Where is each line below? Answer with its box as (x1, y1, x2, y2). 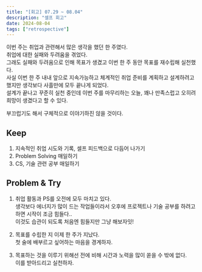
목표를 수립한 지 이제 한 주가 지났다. (15, 231, 100, 238)
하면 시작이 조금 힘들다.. (15, 210, 72, 217)
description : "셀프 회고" (6, 15, 67, 21)
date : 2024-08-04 (6, 20, 50, 26)
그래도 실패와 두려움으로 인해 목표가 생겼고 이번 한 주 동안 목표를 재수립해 (6, 59, 180, 66)
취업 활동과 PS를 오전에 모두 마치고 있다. (15, 195, 111, 202)
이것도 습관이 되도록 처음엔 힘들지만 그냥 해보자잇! (15, 218, 134, 225)
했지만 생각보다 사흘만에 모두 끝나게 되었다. (6, 82, 109, 89)
